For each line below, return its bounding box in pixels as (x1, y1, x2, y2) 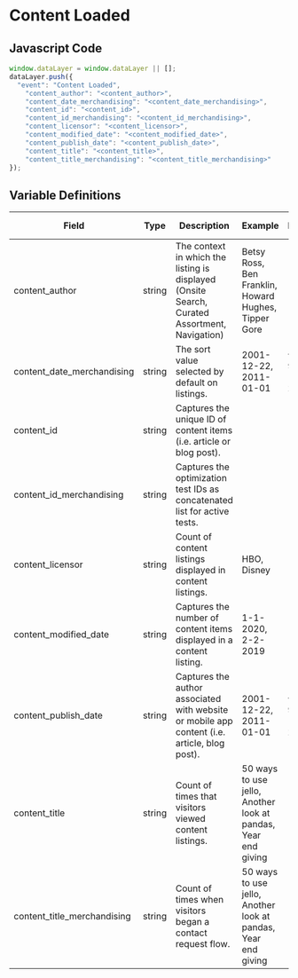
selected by (176, 366, 224, 378)
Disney (241, 564, 271, 577)
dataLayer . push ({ (9, 72, 74, 81)
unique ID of (176, 414, 227, 426)
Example (241, 219, 279, 232)
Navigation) (176, 329, 224, 342)
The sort (176, 343, 211, 356)
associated (176, 693, 222, 706)
